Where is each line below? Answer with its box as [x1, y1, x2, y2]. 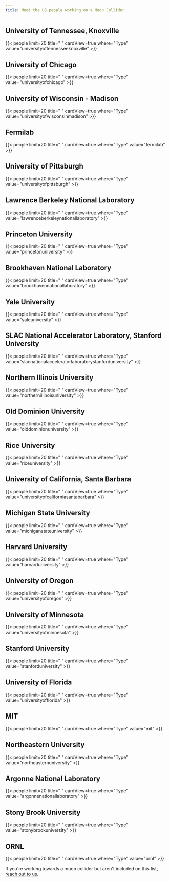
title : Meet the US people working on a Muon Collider [5, 7, 125, 13]
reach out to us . [5, 871, 39, 877]
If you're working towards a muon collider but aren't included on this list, [5, 865, 158, 871]
